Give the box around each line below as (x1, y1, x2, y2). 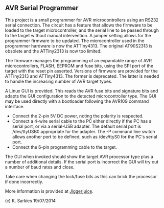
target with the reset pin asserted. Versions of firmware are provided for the (5, 68, 158, 74)
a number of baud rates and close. (5, 164, 75, 170)
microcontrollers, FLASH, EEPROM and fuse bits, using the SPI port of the (5, 63, 153, 69)
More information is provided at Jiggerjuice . (5, 188, 94, 194)
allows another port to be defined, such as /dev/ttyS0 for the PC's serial (12, 134, 158, 139)
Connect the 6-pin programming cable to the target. (12, 144, 117, 150)
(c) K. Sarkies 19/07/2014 (5, 198, 56, 204)
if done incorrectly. (5, 179, 43, 185)
